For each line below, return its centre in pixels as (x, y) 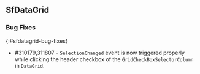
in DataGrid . (29, 65)
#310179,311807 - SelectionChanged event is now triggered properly (100, 53)
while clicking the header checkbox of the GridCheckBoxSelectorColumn (104, 59)
